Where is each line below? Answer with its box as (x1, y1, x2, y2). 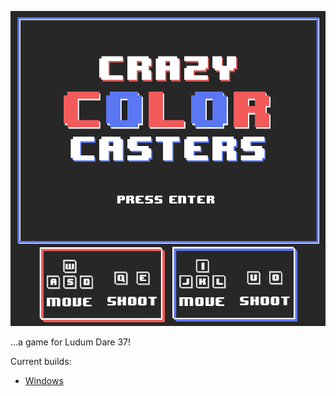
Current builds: (10, 356, 72, 367)
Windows (24, 375, 64, 386)
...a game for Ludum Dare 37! (10, 336, 132, 348)
